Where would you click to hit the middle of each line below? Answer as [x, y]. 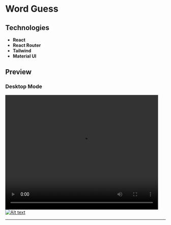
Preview [19, 72]
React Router [27, 45]
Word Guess [32, 9]
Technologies [27, 28]
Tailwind [22, 51]
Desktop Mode [24, 87]
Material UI [24, 56]
